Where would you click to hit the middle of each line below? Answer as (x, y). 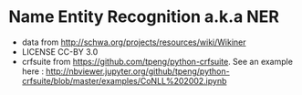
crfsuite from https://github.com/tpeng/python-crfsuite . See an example (157, 61)
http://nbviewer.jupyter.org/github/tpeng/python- (138, 71)
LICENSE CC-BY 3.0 (60, 51)
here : (33, 71)
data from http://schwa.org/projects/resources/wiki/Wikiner (134, 42)
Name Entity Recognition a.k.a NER (144, 17)
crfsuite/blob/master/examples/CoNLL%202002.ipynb (124, 80)
